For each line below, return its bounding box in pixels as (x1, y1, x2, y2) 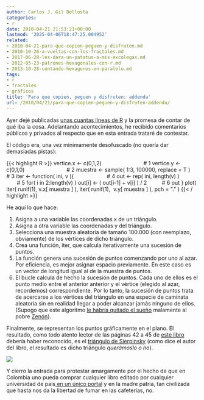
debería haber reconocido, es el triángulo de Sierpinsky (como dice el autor (6, 337, 196, 345)
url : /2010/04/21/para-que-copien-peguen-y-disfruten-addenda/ (6, 99, 171, 105)
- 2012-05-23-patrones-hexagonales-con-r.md (6, 60, 121, 66)
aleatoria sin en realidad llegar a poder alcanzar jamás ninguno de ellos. (15, 299, 196, 307)
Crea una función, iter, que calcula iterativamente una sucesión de (15, 241, 181, 249)
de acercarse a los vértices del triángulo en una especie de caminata (15, 293, 189, 301)
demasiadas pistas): (6, 148, 57, 155)
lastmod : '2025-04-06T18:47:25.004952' (6, 32, 108, 38)
